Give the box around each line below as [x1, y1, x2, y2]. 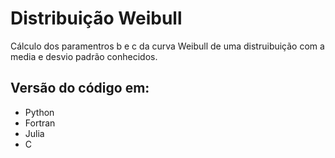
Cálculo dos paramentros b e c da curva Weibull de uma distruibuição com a [10, 40, 325, 52]
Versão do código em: [10, 80, 150, 97]
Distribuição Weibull [10, 7, 183, 30]
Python [24, 106, 55, 118]
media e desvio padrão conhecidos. [10, 50, 158, 62]
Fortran [24, 117, 56, 129]
